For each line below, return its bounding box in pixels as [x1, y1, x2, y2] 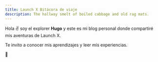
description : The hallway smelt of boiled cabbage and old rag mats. [5, 12, 150, 17]
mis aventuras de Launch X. [5, 32, 61, 38]
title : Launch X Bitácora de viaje [5, 7, 78, 12]
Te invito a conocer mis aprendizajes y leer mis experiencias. [5, 42, 128, 48]
